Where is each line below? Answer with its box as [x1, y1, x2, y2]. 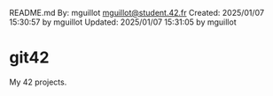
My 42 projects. [9, 77, 67, 87]
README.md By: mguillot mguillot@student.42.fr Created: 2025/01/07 [9, 8, 264, 18]
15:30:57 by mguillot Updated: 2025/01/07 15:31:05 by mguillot [9, 17, 237, 27]
